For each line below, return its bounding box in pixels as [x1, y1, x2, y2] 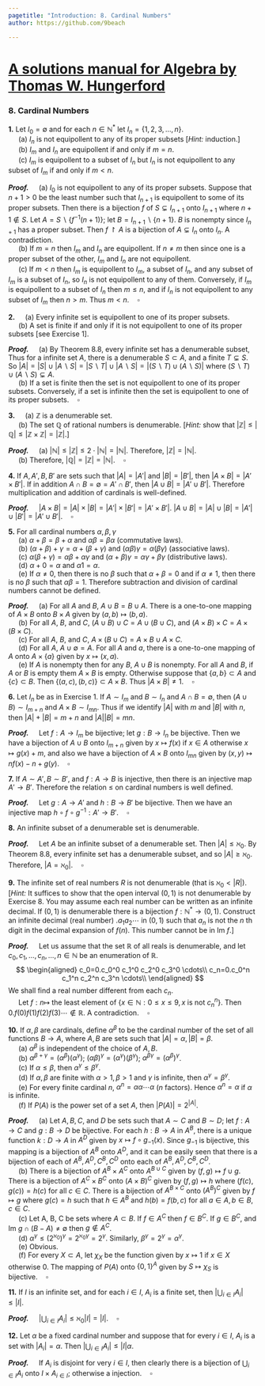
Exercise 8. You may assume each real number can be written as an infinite [8, 896, 253, 906]
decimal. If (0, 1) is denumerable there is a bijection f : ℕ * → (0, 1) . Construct [8, 905, 256, 916]
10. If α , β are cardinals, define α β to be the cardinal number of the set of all [8, 1024, 254, 1035]
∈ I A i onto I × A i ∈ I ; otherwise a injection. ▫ [8, 1369, 153, 1380]
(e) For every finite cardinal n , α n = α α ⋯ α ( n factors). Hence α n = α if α [18, 1081, 252, 1092]
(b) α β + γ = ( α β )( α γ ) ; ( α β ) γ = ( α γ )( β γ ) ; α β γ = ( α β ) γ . [18, 1051, 182, 1062]
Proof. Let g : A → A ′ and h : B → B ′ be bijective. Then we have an [8, 798, 233, 808]
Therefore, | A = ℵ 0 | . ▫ [8, 860, 85, 872]
